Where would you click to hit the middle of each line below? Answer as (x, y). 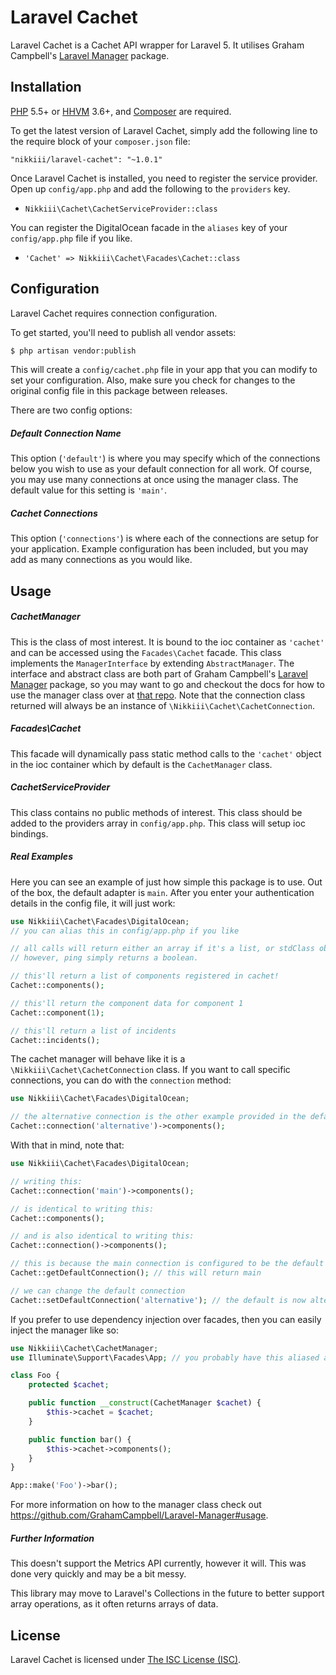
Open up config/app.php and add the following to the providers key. (150, 188)
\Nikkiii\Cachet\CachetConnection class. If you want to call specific (150, 1070)
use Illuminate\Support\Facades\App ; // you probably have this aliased (165, 1357)
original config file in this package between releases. (119, 391)
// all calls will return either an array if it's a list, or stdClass (162, 949)
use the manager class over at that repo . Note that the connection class (158, 695)
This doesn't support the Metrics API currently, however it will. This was (158, 1563)
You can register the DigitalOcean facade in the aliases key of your (149, 227)
